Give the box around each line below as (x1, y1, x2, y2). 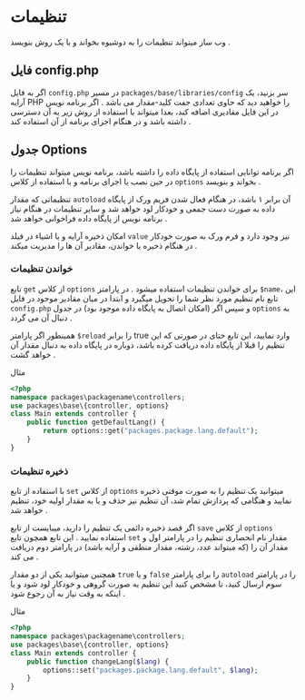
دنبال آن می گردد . (10, 311, 73, 323)
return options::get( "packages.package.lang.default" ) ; (43, 427, 259, 436)
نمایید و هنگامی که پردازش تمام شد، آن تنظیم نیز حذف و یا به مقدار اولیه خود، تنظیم (10, 495, 292, 506)
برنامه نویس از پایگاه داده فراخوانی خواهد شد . (10, 212, 168, 223)
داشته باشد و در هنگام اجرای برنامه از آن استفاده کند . (10, 115, 192, 126)
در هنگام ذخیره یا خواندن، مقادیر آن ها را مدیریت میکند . (10, 240, 198, 251)
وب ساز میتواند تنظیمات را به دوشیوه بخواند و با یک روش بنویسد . (10, 36, 231, 47)
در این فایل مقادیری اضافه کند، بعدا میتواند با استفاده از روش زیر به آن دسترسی (10, 106, 280, 117)
